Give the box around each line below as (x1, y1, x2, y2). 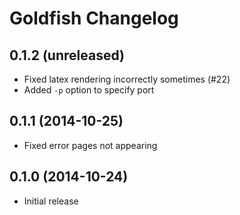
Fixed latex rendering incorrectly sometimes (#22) (23, 73, 231, 85)
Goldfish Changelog (9, 7, 179, 30)
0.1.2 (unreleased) (9, 47, 125, 64)
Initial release (23, 195, 79, 207)
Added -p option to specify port (23, 84, 155, 96)
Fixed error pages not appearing (23, 139, 158, 151)
